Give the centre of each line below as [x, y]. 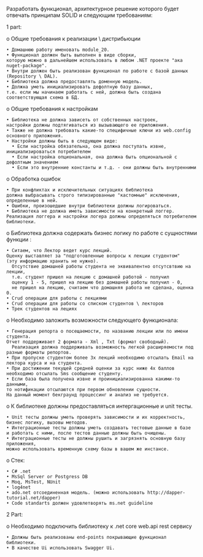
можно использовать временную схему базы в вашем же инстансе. [88, 449]
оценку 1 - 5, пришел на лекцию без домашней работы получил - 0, [97, 282]
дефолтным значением [32, 162]
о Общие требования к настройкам [52, 109]
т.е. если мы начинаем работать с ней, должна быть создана [84, 92]
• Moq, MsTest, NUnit [34, 482]
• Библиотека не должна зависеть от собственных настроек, [82, 120]
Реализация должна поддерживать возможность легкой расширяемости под [103, 347]
